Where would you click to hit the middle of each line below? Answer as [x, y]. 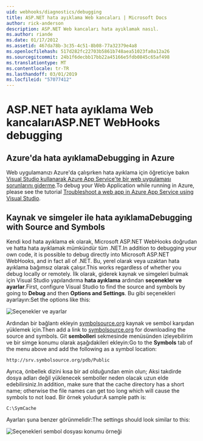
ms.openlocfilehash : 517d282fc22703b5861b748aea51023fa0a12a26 [88, 52]
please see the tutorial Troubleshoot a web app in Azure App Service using [100, 192]
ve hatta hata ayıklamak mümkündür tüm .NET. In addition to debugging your [101, 248]
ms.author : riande [29, 35]
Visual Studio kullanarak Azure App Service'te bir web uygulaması [89, 179]
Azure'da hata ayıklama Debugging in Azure [91, 158]
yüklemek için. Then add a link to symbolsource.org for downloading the [96, 329]
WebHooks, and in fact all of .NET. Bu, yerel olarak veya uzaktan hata [93, 261]
